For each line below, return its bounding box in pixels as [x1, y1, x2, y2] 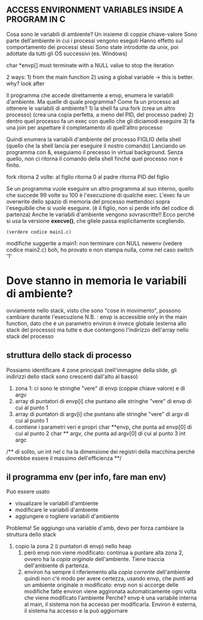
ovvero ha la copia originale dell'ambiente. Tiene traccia [24, 556, 165, 563]
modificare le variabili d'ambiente [15, 506, 99, 514]
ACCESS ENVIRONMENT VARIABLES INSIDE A [6, 5, 184, 15]
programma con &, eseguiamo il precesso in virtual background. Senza [6, 148, 184, 155]
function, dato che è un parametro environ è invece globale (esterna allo [6, 319, 187, 327]
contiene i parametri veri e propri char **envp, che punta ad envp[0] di [15, 423, 192, 431]
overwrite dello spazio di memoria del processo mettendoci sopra [6, 197, 170, 205]
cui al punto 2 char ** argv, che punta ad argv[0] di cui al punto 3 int [15, 429, 186, 437]
